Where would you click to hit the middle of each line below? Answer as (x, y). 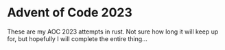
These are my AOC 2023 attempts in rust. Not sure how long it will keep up (113, 32)
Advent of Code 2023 (70, 13)
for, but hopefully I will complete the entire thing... (77, 38)
